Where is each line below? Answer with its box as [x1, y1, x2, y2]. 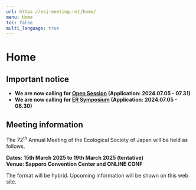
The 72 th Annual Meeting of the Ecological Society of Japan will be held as [6, 136, 188, 143]
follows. [6, 143, 25, 150]
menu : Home [6, 14, 33, 20]
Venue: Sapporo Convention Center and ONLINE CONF [6, 160, 143, 168]
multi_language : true [6, 25, 60, 31]
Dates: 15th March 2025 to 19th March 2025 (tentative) [6, 154, 143, 161]
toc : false [6, 20, 33, 25]
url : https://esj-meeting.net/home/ [6, 8, 96, 15]
